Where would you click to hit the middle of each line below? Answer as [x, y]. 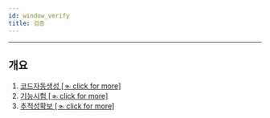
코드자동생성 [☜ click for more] [70, 86]
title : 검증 [27, 23]
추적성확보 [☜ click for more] [67, 106]
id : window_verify [39, 16]
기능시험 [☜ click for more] [64, 96]
